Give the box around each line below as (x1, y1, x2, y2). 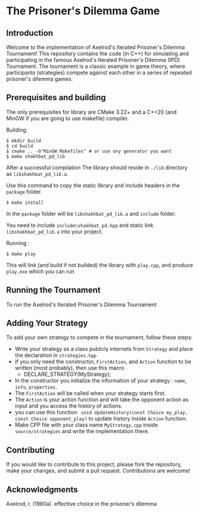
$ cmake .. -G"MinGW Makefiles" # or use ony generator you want (6, 148, 172, 154)
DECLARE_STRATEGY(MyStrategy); (23, 371, 111, 378)
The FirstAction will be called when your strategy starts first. (14, 390, 166, 397)
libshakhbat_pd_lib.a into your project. (6, 228, 103, 235)
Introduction (6, 28, 54, 38)
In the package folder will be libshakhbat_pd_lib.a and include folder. (6, 210, 176, 217)
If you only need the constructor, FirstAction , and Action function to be (14, 358, 192, 365)
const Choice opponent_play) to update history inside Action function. (14, 415, 188, 422)
